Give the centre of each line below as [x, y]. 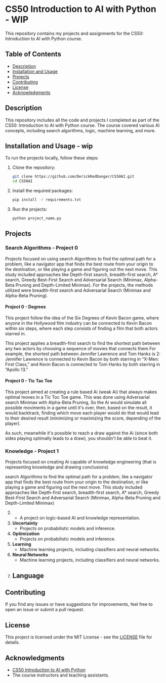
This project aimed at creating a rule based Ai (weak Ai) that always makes [81, 392]
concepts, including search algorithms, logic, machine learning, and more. [81, 130]
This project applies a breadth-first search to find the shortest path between [83, 343]
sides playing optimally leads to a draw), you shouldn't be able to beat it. [79, 438]
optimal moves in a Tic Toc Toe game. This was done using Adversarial [77, 397]
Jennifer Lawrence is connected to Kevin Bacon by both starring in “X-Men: [82, 359]
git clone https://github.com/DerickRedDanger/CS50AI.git [73, 177]
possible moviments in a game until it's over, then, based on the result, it [79, 408]
